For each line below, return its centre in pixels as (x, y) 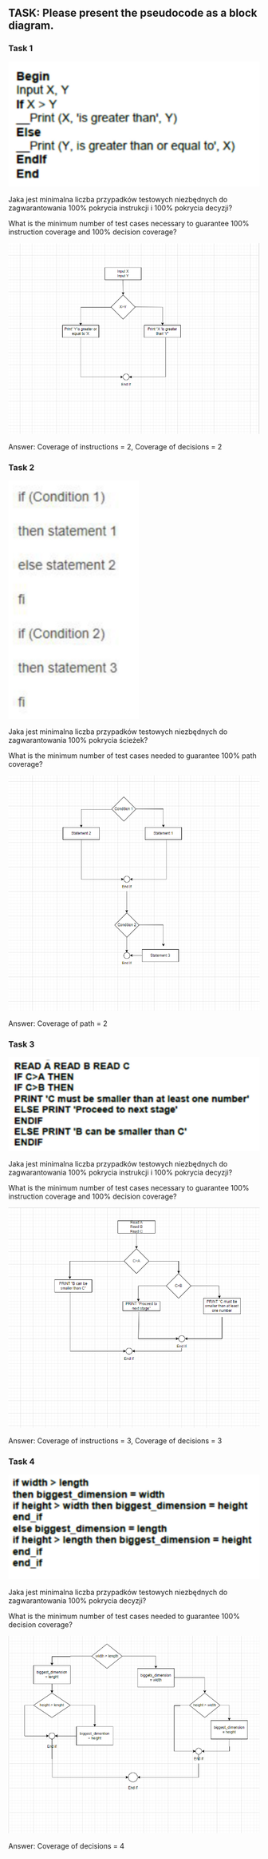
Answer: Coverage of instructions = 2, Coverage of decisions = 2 (115, 447)
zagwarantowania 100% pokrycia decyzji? (77, 1600)
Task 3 (22, 1044)
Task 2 (22, 468)
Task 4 (22, 1462)
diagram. (31, 26)
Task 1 (21, 49)
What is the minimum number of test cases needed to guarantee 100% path (132, 756)
